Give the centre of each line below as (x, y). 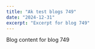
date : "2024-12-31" (31, 17)
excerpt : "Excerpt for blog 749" (48, 23)
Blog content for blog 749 (38, 40)
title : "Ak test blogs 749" (41, 12)
